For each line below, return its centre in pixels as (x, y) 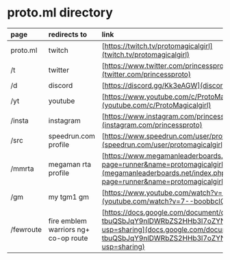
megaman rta (70, 164)
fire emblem (68, 221)
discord (61, 85)
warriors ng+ (69, 229)
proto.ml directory (60, 13)
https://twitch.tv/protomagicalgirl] (159, 46)
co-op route (68, 238)
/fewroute (26, 229)
